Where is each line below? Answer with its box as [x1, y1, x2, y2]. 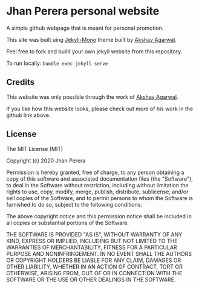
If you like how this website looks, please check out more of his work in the [6, 105, 194, 112]
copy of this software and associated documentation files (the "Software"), [6, 175, 194, 183]
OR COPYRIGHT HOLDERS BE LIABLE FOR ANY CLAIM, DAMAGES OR [6, 256, 181, 264]
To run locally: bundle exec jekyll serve [6, 59, 108, 67]
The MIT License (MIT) [6, 145, 64, 152]
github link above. [6, 111, 51, 119]
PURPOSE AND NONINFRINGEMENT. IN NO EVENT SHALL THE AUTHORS [6, 250, 192, 257]
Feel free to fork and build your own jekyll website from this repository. [6, 47, 183, 55]
